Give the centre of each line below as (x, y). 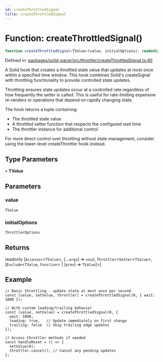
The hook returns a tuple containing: (41, 110)
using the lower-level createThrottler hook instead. (55, 144)
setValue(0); (23, 346)
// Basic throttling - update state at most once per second (68, 291)
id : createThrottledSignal (32, 10)
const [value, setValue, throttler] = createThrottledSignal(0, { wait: (80, 295)
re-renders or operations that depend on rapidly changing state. (69, 100)
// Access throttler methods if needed (45, 338)
